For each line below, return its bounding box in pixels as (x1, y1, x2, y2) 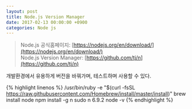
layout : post (6, 8, 38, 15)
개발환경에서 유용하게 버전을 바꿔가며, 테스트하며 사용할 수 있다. (6, 72, 152, 79)
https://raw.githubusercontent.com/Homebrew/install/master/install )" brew (6, 90, 186, 97)
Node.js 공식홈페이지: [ (20, 41, 74, 48)
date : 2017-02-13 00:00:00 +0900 (6, 19, 88, 25)
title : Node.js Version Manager (6, 14, 85, 20)
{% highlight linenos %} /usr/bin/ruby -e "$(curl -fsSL (6, 84, 136, 91)
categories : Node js (6, 24, 57, 31)
